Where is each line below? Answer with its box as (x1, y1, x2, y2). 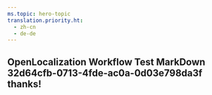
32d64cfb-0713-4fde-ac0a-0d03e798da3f (7, 67, 203, 79)
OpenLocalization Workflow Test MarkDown (7, 56, 206, 68)
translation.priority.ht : (7, 17, 83, 24)
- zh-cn (13, 23, 37, 30)
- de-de (13, 30, 37, 37)
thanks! (7, 78, 42, 90)
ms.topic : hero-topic (7, 10, 71, 18)
